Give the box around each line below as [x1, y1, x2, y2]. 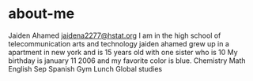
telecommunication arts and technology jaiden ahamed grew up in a [8, 39, 229, 48]
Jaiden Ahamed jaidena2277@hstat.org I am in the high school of [8, 31, 221, 40]
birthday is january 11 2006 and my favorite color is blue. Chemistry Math [8, 56, 247, 65]
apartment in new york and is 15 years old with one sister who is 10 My [8, 47, 239, 57]
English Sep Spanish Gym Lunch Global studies [8, 64, 163, 73]
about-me [8, 5, 75, 23]
